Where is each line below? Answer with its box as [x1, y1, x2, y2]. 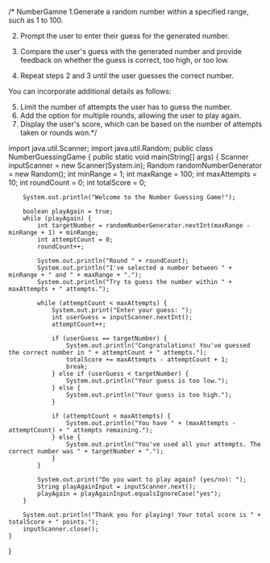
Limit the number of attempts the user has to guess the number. [19, 102, 232, 111]
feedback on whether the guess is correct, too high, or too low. [19, 56, 230, 65]
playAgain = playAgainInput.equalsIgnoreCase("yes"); [37, 490, 222, 498]
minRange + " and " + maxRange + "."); [8, 271, 143, 279]
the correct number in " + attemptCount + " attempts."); [8, 348, 207, 357]
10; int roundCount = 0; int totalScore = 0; [8, 177, 147, 187]
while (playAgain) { [23, 215, 92, 223]
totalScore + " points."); [8, 518, 99, 526]
